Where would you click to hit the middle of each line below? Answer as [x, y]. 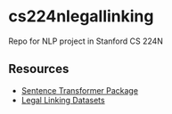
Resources [39, 69]
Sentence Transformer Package [80, 90]
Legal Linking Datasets [63, 100]
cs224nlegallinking [81, 16]
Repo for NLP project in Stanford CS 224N [86, 41]
